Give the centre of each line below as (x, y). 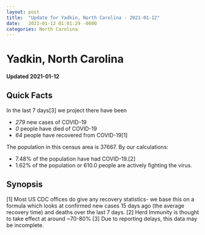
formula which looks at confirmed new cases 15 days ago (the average (95, 206)
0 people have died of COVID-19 (56, 128)
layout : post (23, 12)
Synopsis (24, 185)
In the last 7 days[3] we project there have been (67, 110)
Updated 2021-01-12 (33, 76)
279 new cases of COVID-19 (51, 122)
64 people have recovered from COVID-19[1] (71, 135)
